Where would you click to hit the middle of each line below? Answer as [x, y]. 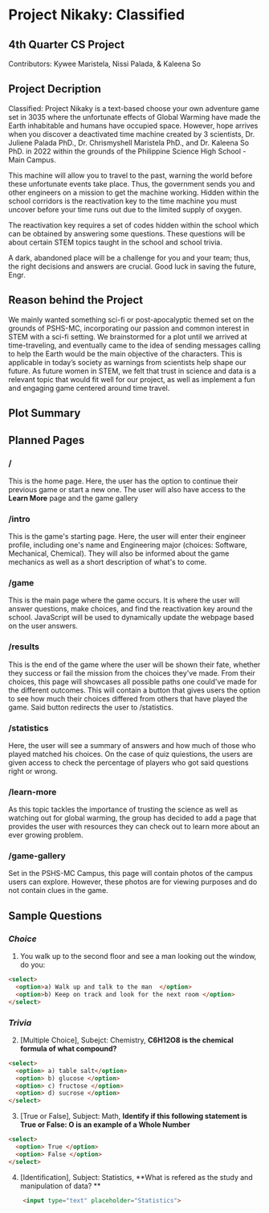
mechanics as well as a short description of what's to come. [108, 562]
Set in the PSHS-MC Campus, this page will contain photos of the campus [130, 874]
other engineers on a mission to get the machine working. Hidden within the [134, 192]
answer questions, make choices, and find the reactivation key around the [130, 609]
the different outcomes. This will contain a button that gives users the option [134, 690]
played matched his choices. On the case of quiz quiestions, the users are [130, 754]
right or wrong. [33, 771]
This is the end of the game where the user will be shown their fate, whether [134, 664]
